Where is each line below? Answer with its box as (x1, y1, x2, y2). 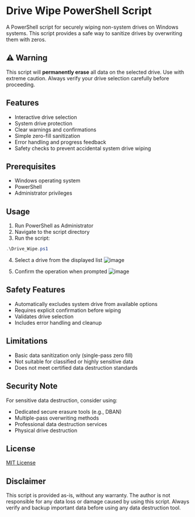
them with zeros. (6, 36, 47, 43)
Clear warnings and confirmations (14, 126, 96, 133)
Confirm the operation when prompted (14, 268, 107, 275)
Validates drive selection (14, 312, 74, 320)
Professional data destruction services (14, 420, 107, 427)
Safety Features (6, 285, 65, 295)
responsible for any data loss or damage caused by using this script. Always (6, 498, 190, 505)
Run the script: (14, 234, 50, 242)
